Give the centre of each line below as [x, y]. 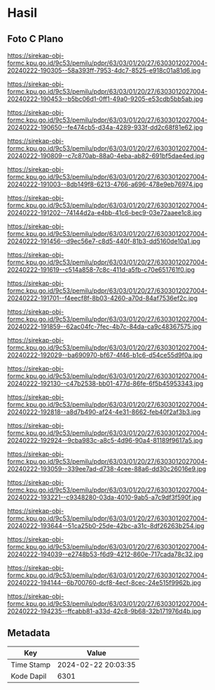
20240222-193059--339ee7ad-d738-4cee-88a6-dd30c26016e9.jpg [107, 469]
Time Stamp [31, 665]
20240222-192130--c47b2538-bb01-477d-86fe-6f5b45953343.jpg [105, 384]
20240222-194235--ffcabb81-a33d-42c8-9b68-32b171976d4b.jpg [104, 611]
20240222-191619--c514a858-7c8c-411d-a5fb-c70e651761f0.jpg [101, 270]
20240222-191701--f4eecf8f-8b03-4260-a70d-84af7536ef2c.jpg [103, 298]
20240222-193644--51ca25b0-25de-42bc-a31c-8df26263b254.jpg [106, 526]
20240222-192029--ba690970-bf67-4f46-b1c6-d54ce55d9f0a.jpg [105, 355]
